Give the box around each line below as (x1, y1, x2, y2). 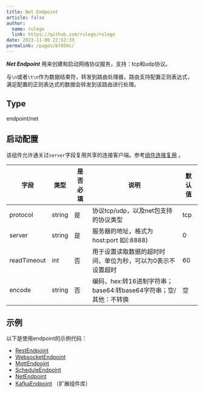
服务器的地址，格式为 (92, 227, 154, 235)
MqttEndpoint (15, 360, 50, 367)
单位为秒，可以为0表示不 (104, 256, 175, 265)
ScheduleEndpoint (15, 366, 62, 374)
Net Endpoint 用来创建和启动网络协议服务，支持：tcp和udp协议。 (6, 60, 171, 67)
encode (9, 285, 32, 294)
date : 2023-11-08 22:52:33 (6, 37, 75, 43)
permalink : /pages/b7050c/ (6, 43, 75, 49)
